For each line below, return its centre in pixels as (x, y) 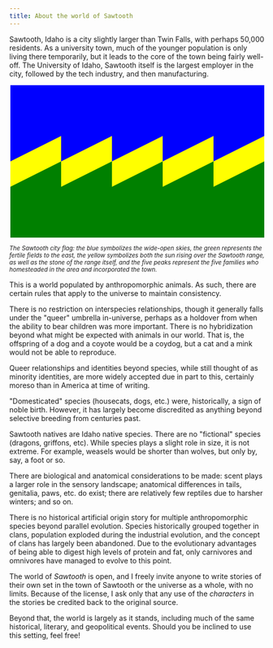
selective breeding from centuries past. (75, 418)
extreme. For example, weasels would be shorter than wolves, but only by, (134, 451)
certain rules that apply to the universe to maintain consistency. (115, 293)
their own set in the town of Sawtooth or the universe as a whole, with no (132, 585)
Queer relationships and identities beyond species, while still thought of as (134, 367)
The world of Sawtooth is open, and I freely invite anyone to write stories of (136, 576)
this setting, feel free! (45, 635)
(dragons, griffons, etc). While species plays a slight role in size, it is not (130, 442)
